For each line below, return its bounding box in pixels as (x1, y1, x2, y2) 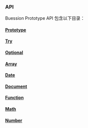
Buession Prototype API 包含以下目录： (5, 15, 85, 21)
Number (5, 117, 23, 123)
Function (5, 95, 24, 101)
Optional (5, 49, 23, 55)
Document (5, 83, 27, 89)
